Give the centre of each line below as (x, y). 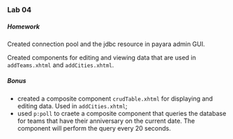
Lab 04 (20, 10)
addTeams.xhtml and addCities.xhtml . (61, 65)
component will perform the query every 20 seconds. (94, 128)
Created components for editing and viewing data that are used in (102, 57)
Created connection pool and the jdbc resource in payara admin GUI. (106, 44)
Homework (24, 27)
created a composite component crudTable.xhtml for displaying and (115, 98)
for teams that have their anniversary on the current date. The (106, 121)
